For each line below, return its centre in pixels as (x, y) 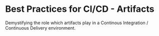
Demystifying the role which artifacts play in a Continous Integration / (77, 23)
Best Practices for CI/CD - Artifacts (80, 9)
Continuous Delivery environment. (41, 28)
